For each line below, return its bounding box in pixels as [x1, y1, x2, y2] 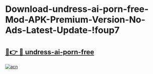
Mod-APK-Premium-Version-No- [5, 14, 145, 25]
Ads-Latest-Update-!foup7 [5, 25, 120, 36]
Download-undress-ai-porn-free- [5, 3, 149, 15]
